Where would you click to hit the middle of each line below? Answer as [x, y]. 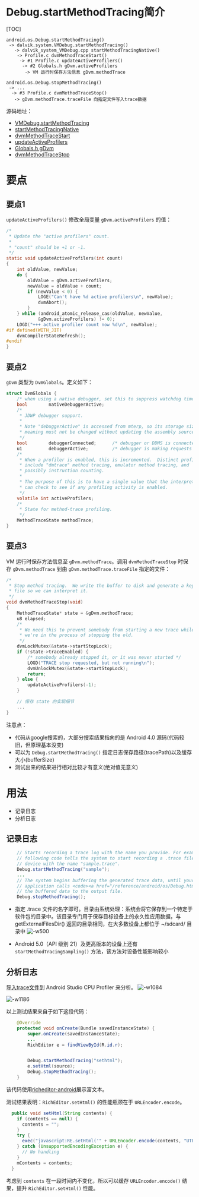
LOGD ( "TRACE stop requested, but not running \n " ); [91, 663]
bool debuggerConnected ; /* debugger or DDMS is [94, 443]
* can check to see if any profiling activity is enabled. [94, 487]
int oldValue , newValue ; [47, 270]
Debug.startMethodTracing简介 [86, 12]
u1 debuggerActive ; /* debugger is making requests [105, 449]
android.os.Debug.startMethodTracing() [55, 40]
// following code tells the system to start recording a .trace [99, 858]
